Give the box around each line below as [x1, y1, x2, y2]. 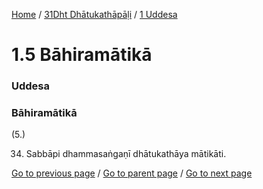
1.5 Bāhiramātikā [11, 44, 153, 66]
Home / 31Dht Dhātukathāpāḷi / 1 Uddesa [11, 9, 178, 20]
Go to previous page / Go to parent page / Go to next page [11, 167, 253, 179]
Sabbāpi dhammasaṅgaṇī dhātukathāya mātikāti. [25, 148, 227, 160]
